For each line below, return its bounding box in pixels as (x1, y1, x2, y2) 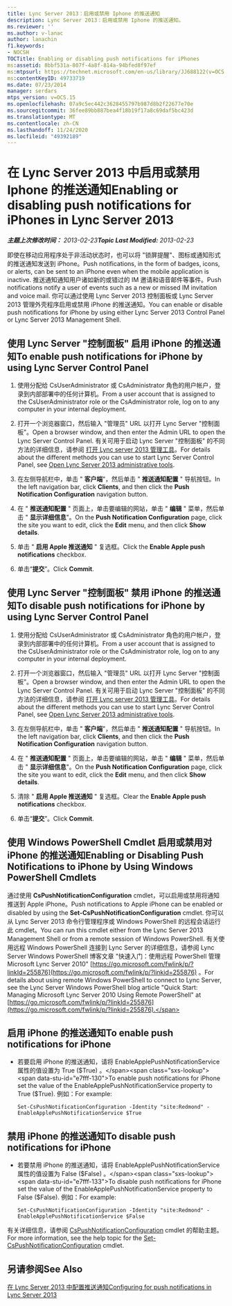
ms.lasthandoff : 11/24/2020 (7, 126, 89, 133)
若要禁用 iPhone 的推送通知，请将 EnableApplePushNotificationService (17, 1161, 220, 1169)
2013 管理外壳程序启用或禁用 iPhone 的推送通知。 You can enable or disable (7, 300, 223, 309)
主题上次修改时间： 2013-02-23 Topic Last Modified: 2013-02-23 (7, 236, 194, 245)
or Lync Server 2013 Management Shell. (7, 315, 121, 324)
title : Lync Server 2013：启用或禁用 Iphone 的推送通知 (7, 10, 161, 17)
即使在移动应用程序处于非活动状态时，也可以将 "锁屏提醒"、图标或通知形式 (7, 251, 221, 259)
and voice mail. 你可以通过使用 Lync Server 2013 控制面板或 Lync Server (7, 292, 213, 300)
